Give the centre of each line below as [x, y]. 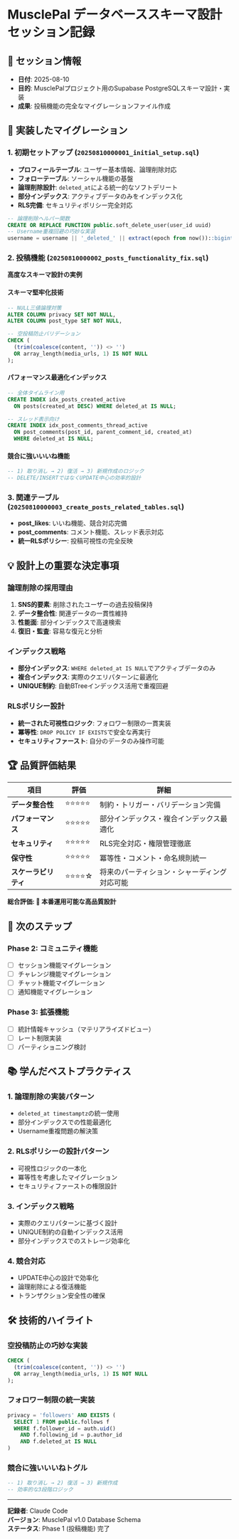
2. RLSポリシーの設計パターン [58, 1151]
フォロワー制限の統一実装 [51, 1400]
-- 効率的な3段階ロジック [40, 1490]
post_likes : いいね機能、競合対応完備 [72, 523]
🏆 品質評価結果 [42, 765]
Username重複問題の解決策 [58, 1131]
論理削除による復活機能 [52, 1287]
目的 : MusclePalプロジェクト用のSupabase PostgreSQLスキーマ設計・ [121, 88]
